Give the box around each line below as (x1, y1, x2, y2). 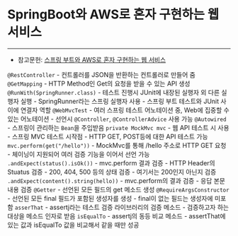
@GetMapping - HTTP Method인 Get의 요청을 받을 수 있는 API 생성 (7, 79, 191, 88)
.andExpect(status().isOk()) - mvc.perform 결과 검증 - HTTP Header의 (7, 158, 215, 167)
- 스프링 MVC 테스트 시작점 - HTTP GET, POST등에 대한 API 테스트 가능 (7, 132, 208, 141)
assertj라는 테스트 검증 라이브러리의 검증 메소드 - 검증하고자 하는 (49, 203, 229, 211)
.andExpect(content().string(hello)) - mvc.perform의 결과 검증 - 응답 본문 (7, 176, 225, 184)
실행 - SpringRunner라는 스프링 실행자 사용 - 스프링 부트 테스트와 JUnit (20, 97, 220, 105)
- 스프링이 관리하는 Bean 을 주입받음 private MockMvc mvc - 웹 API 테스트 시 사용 (7, 123, 229, 131)
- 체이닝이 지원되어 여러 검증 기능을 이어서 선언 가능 (7, 150, 150, 158)
